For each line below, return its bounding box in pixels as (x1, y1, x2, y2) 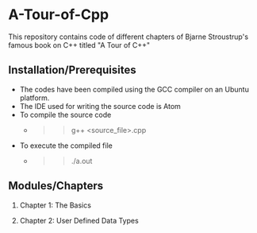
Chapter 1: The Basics (19, 200, 91, 210)
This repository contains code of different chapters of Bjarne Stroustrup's (8, 32, 248, 41)
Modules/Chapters (8, 179, 104, 192)
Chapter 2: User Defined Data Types (19, 216, 139, 225)
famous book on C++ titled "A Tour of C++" (8, 40, 151, 49)
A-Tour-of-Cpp (8, 6, 109, 24)
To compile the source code (19, 110, 112, 119)
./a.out (71, 156, 93, 165)
